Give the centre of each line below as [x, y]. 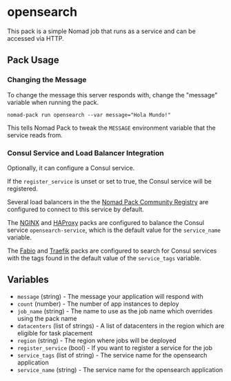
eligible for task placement [55, 333]
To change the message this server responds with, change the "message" [112, 95]
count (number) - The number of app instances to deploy [98, 304]
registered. [22, 188]
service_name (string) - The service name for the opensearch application [120, 369]
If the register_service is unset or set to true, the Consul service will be [109, 181]
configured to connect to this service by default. [76, 209]
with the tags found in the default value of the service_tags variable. [104, 258]
